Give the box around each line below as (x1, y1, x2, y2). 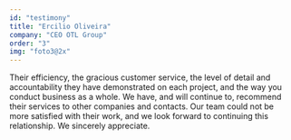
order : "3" (9, 38, 51, 48)
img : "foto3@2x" (9, 47, 71, 56)
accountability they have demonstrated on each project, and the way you (9, 82, 283, 93)
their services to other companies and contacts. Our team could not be (9, 101, 275, 112)
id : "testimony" (9, 13, 71, 23)
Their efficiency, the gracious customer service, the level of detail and (9, 72, 271, 83)
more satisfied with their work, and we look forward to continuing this (9, 111, 269, 122)
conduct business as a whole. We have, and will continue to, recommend (9, 92, 282, 103)
